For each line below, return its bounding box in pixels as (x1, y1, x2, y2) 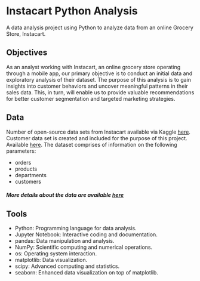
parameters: (6, 147, 36, 155)
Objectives (6, 48, 48, 58)
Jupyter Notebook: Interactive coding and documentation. (14, 231, 158, 238)
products (14, 165, 38, 172)
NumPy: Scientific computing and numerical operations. (14, 243, 153, 251)
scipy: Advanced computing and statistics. (14, 263, 120, 270)
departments (14, 171, 47, 178)
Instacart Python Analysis (6, 4, 139, 18)
